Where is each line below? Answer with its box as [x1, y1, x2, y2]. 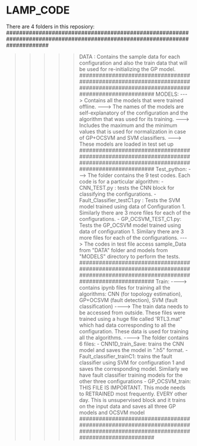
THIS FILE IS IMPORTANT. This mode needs [79, 384, 186, 391]
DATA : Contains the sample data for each [79, 53, 181, 60]
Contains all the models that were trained [84, 96, 184, 103]
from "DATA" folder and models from [79, 246, 168, 253]
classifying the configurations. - [79, 190, 157, 197]
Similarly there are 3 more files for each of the [79, 209, 191, 216]
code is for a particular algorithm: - [79, 177, 164, 185]
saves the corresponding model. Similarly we [79, 365, 188, 372]
